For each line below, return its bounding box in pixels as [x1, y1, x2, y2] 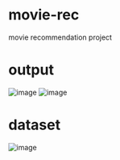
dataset [8, 116, 61, 134]
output [8, 61, 55, 79]
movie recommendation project [8, 32, 113, 42]
